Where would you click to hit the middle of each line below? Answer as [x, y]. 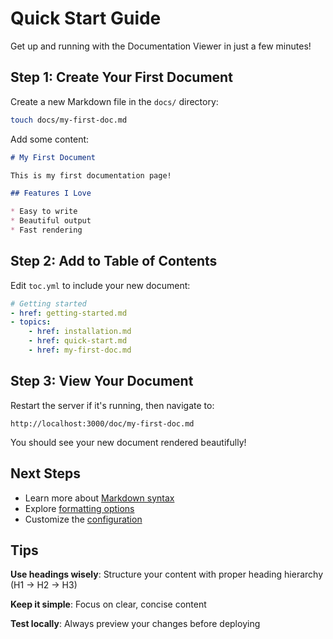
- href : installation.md [80, 332]
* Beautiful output [51, 221]
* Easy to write [44, 212]
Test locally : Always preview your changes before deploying [135, 624]
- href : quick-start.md [78, 341]
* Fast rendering [46, 230]
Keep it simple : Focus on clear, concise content [108, 604]
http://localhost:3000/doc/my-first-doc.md [102, 423]
